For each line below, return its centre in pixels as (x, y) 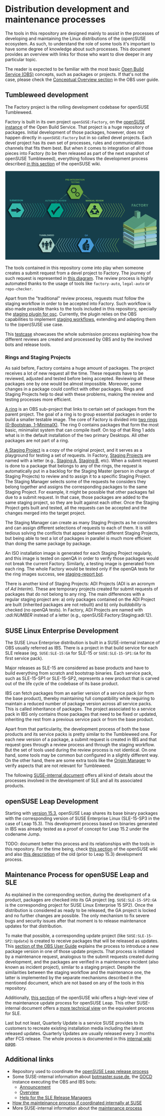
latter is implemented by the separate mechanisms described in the (73, 977)
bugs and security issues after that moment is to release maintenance (76, 921)
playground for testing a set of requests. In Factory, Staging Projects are (78, 456)
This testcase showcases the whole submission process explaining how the (82, 334)
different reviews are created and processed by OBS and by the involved (79, 340)
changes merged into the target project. (45, 513)
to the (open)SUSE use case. (34, 325)
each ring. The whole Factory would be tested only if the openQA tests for (80, 569)
